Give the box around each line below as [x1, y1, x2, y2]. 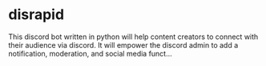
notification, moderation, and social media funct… [8, 49, 172, 58]
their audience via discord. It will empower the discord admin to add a [8, 40, 239, 49]
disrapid [8, 6, 65, 24]
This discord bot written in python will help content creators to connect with [8, 32, 259, 41]
